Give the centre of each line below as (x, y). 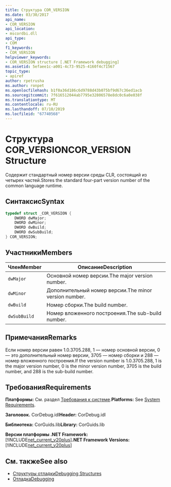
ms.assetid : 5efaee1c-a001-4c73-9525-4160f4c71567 (60, 67)
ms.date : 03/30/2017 (27, 15)
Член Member (25, 267)
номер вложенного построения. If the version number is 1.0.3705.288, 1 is (83, 360)
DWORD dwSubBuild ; (34, 232)
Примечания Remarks (41, 338)
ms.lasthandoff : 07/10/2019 (35, 109)
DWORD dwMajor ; (31, 218)
